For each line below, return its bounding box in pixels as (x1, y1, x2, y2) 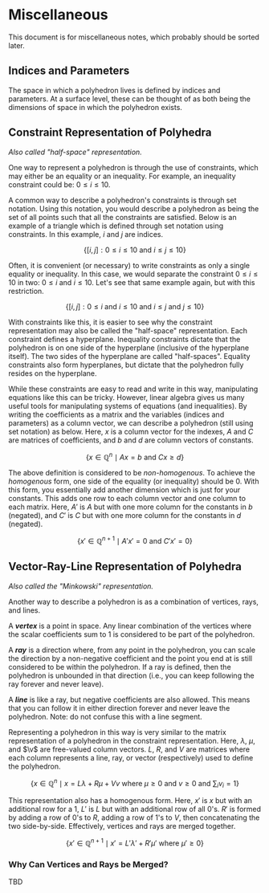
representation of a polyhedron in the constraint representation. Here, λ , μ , (8, 736, 255, 745)
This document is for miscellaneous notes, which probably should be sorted (8, 32, 259, 42)
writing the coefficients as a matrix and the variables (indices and (8, 410, 225, 419)
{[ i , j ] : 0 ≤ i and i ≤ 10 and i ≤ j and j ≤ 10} (65, 301, 205, 311)
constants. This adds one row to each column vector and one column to (8, 494, 247, 504)
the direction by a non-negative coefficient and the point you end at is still (8, 653, 253, 663)
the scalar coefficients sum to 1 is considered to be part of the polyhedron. (8, 629, 255, 639)
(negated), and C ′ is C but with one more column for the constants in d (8, 511, 242, 520)
